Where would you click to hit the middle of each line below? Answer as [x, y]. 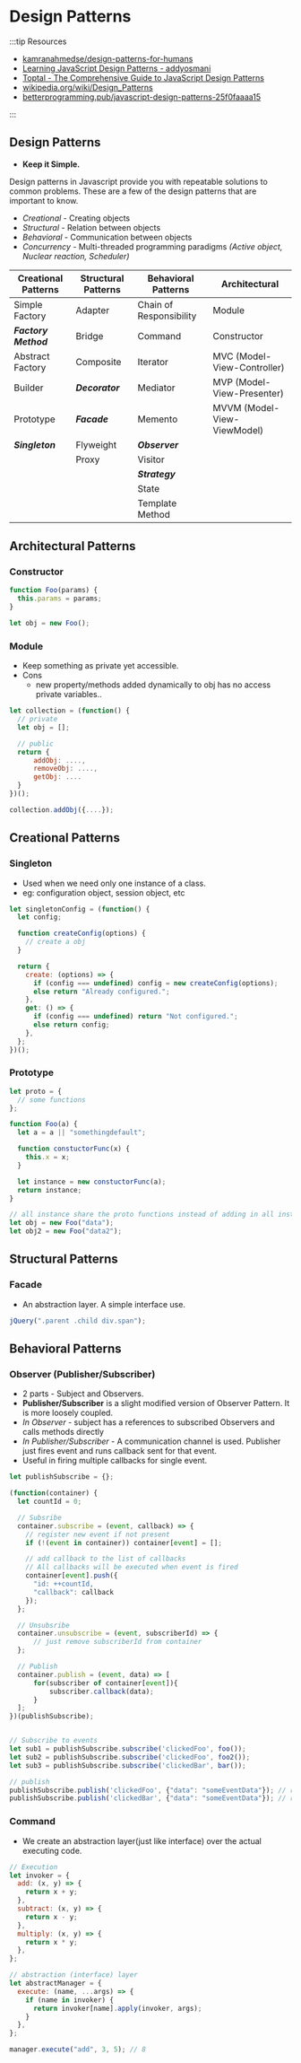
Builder [29, 388]
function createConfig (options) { [82, 934]
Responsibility [167, 316]
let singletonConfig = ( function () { [80, 909]
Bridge [90, 336]
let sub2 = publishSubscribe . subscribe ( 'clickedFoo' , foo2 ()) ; [130, 1757]
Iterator [153, 362]
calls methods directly [63, 1432]
